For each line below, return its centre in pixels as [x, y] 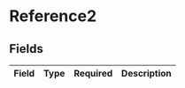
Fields [27, 49]
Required [93, 73]
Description [146, 73]
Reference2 [53, 16]
